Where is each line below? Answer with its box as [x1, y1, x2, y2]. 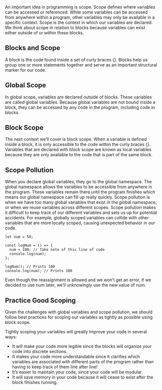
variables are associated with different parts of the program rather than [12, 359, 154, 365]
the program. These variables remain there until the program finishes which [5, 189, 156, 195]
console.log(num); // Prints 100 [5, 269, 73, 274]
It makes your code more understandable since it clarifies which [12, 354, 140, 359]
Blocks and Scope [5, 44, 60, 52]
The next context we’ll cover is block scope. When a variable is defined [5, 136, 147, 142]
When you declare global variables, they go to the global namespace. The [5, 179, 152, 185]
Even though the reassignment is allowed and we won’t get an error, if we [5, 277, 151, 283]
